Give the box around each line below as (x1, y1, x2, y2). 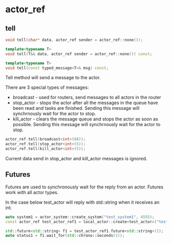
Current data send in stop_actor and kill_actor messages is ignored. (5, 156, 147, 161)
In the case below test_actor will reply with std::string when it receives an (5, 199, 160, 205)
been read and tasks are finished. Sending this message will (12, 105, 140, 111)
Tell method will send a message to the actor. (5, 75, 101, 81)
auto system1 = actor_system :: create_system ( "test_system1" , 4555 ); (5, 214, 155, 220)
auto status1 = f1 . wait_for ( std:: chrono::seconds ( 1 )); (5, 233, 125, 238)
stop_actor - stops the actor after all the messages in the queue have (12, 100, 158, 106)
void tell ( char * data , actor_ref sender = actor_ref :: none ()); (5, 37, 143, 42)
